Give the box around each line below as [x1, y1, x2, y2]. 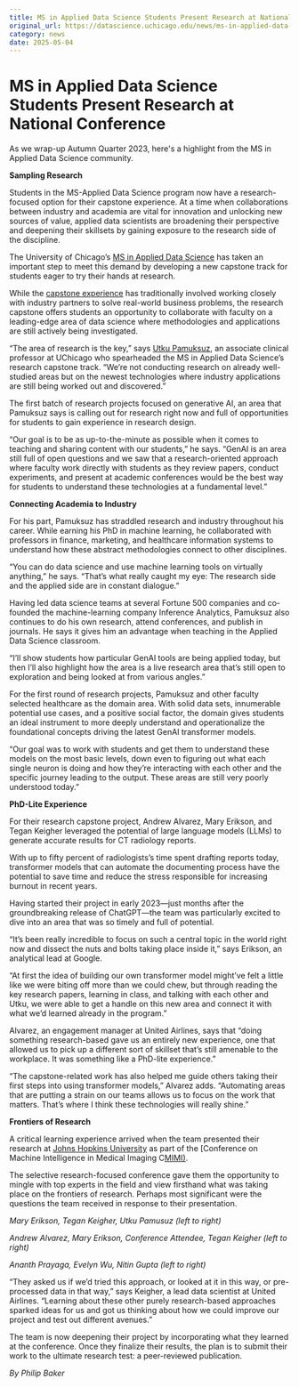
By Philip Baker [9, 1367, 65, 1379]
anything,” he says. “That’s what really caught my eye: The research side [9, 571, 276, 582]
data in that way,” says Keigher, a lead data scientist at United [50, 1286, 276, 1297]
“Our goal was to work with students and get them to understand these [9, 744, 270, 754]
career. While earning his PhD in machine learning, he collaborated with [9, 526, 271, 536]
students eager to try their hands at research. [9, 270, 176, 281]
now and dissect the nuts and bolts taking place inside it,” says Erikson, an [9, 944, 283, 955]
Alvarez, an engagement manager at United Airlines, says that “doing [9, 1025, 263, 1036]
